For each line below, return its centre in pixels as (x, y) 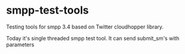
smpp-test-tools (47, 10)
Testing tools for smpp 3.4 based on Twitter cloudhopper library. (85, 27)
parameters (20, 45)
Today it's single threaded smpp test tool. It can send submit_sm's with (93, 38)
